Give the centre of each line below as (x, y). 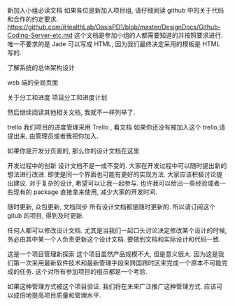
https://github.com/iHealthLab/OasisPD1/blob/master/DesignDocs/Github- (114, 27)
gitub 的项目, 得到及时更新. (46, 215)
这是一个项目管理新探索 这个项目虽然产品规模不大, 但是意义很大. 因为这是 (113, 254)
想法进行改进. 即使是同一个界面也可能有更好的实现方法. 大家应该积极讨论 (112, 174)
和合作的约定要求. (33, 19)
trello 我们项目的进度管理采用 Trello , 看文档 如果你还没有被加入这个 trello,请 (116, 127)
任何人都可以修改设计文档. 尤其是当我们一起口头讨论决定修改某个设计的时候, (117, 230)
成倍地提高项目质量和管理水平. (57, 295)
